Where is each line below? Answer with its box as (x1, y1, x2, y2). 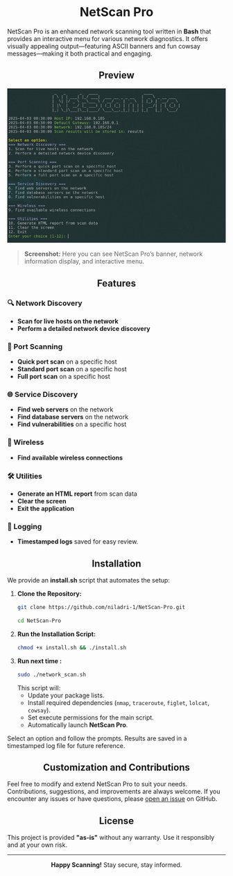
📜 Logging (7, 521, 42, 531)
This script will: (17, 683, 61, 692)
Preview (98, 70, 135, 81)
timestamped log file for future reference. (7, 741, 126, 749)
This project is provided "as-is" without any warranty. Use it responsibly (7, 834, 215, 842)
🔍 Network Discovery (7, 298, 83, 308)
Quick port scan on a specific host (17, 357, 117, 366)
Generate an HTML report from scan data (17, 489, 137, 498)
